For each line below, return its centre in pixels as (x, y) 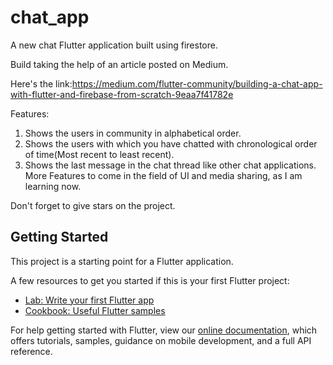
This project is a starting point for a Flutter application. (122, 261)
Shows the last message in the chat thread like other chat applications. (170, 165)
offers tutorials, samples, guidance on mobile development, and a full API (161, 340)
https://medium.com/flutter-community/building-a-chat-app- (197, 83)
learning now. (53, 186)
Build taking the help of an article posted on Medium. (119, 64)
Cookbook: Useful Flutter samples (95, 310)
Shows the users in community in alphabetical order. (133, 133)
